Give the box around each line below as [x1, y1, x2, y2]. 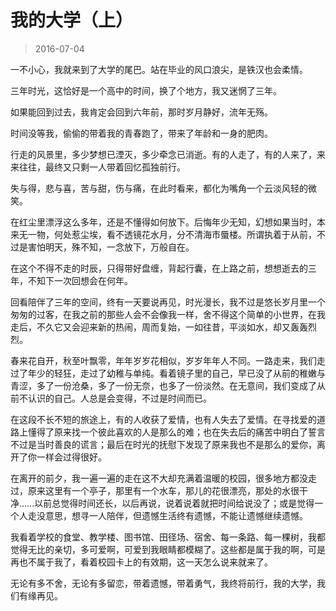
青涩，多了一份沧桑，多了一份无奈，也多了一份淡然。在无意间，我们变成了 [10, 379, 317, 391]
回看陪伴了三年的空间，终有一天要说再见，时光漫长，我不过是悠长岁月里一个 [10, 296, 326, 308]
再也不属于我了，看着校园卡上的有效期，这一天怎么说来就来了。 [10, 556, 273, 568]
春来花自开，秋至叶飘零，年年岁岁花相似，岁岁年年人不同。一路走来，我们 [10, 354, 317, 366]
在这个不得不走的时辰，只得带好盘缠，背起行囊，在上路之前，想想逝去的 [10, 262, 308, 274]
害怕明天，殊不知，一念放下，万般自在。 [27, 241, 195, 253]
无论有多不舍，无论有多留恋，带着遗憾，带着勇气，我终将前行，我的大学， [10, 577, 317, 589]
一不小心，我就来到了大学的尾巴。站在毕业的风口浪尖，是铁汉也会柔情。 [10, 63, 308, 75]
